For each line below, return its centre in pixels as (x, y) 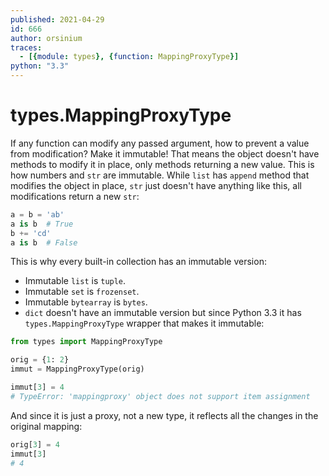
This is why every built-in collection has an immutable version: (138, 262)
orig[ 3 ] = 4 (35, 444)
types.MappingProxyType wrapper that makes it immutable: (144, 323)
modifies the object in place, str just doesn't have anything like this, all (156, 185)
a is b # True (42, 224)
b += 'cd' (31, 233)
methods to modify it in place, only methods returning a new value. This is (162, 164)
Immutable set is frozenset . (82, 292)
